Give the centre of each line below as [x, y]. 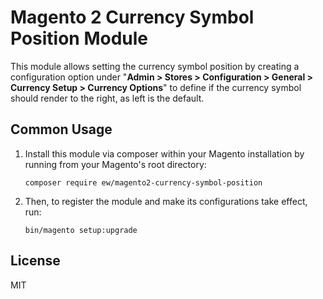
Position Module [79, 38]
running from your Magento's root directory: [115, 164]
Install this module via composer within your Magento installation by [164, 153]
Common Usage [61, 129]
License [35, 261]
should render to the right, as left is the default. [107, 98]
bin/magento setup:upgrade [81, 230]
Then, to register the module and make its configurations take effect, [166, 201]
